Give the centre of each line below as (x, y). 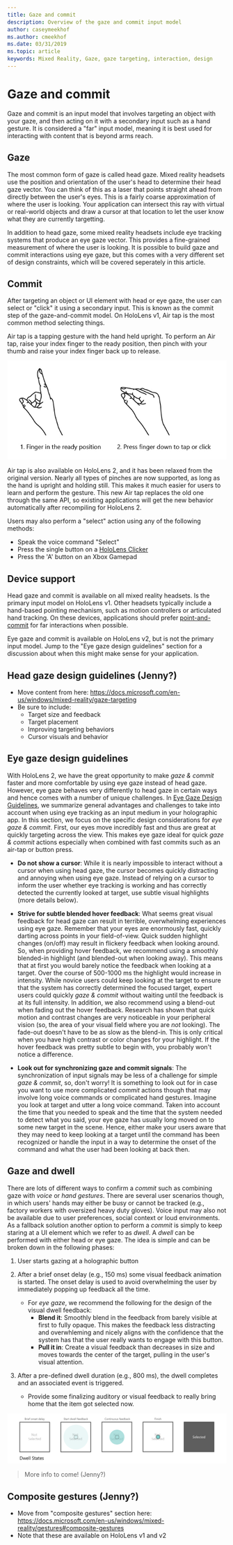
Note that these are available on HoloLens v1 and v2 (92, 1536)
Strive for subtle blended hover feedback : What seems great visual (115, 913)
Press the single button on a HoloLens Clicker (82, 549)
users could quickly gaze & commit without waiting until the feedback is (120, 995)
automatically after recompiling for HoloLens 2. (74, 508)
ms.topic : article (34, 52)
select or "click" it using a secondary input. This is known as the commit (111, 308)
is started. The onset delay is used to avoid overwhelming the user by (117, 1281)
